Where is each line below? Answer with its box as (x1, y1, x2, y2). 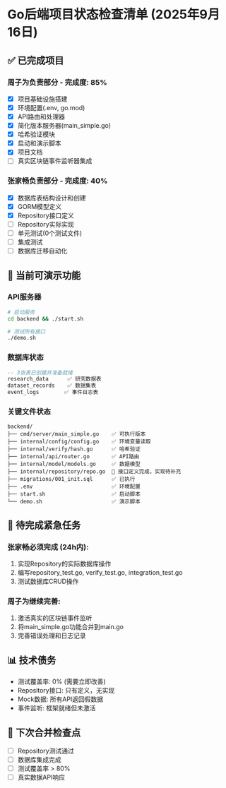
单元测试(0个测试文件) (17, 229, 83, 237)
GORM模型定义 (17, 202, 62, 210)
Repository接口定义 (17, 211, 74, 220)
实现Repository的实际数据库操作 (17, 559, 112, 568)
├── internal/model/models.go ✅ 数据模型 (7, 460, 141, 468)
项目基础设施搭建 (17, 95, 68, 103)
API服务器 (7, 292, 42, 302)
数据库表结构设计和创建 (17, 193, 86, 202)
